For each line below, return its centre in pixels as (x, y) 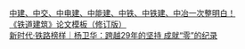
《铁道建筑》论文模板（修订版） (68, 24)
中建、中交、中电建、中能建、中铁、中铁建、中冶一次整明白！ (122, 13)
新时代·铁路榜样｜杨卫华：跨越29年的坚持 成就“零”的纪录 (114, 35)
